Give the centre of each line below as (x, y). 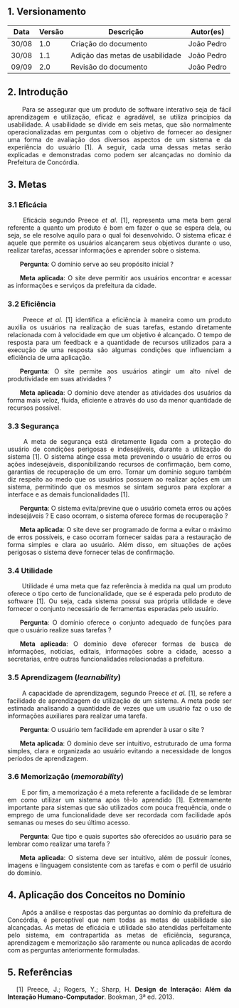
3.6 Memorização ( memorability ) (66, 777)
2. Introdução (38, 92)
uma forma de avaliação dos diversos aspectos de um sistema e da (119, 139)
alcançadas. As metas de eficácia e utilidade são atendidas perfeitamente (119, 927)
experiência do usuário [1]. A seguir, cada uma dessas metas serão (119, 147)
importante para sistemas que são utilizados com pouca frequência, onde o (119, 807)
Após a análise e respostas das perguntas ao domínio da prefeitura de (127, 912)
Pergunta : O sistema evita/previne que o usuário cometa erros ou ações (126, 508)
